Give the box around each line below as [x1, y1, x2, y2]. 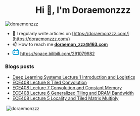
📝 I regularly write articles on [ [12, 30, 74, 36]
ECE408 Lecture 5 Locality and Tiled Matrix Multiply [12, 95, 119, 101]
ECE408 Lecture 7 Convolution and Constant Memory [12, 85, 122, 91]
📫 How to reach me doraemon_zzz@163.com [12, 41, 108, 47]
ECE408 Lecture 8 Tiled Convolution [12, 79, 87, 86]
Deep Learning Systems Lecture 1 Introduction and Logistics [12, 74, 136, 80]
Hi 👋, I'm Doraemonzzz [35, 4, 131, 16]
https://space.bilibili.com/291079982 [20, 51, 95, 57]
